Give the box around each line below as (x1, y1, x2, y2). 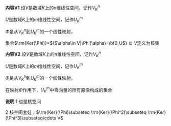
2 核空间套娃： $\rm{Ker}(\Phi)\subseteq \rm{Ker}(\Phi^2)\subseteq (5, 109, 147, 115)
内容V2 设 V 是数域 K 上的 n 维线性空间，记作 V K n (5, 50, 101, 58)
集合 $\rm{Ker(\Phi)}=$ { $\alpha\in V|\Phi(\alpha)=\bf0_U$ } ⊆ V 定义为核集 (5, 40, 160, 46)
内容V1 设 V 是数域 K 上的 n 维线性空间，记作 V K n (5, 4, 101, 12)
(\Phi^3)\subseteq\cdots (5, 115, 56, 121)
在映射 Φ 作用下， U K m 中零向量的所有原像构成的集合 (5, 86, 112, 94)
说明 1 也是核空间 (5, 99, 41, 105)
